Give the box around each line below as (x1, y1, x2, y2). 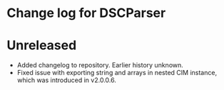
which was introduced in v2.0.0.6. (16, 76, 117, 84)
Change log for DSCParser (6, 5, 166, 21)
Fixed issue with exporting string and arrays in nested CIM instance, (16, 69, 218, 77)
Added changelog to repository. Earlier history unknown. (16, 61, 183, 69)
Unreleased (6, 38, 77, 54)
